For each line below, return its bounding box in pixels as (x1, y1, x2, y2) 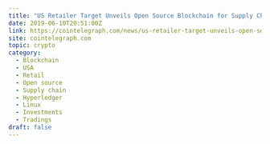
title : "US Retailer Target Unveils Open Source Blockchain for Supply (8, 11, 253, 20)
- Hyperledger (15, 94, 63, 102)
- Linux (15, 101, 42, 109)
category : (8, 49, 42, 57)
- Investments (15, 109, 63, 117)
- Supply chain (15, 86, 67, 94)
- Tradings (15, 116, 52, 124)
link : (8, 26, 27, 34)
